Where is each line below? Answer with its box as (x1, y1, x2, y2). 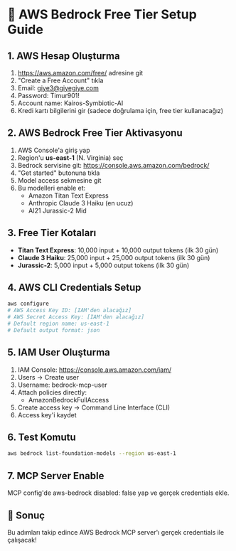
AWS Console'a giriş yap (17, 146, 90, 154)
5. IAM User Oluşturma (7, 346, 110, 358)
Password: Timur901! (17, 92, 80, 100)
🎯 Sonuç (7, 509, 45, 521)
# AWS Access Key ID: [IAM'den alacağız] (7, 307, 132, 314)
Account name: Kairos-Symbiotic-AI (17, 99, 124, 107)
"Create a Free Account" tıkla (17, 76, 104, 85)
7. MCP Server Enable (7, 469, 104, 482)
